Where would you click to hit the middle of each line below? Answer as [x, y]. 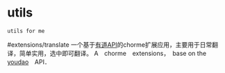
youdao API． [29, 62]
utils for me [26, 31]
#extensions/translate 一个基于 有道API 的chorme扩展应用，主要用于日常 [110, 44]
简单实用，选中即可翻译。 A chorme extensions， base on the [113, 53]
